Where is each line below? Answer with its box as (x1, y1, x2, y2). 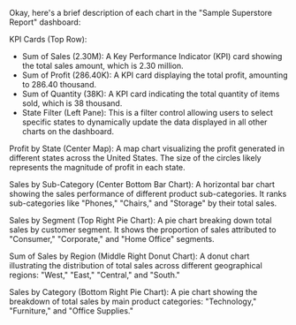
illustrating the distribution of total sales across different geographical (9, 261, 262, 270)
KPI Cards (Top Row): (9, 34, 87, 44)
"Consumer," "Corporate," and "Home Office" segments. (9, 234, 215, 244)
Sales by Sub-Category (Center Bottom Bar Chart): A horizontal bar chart (9, 179, 276, 189)
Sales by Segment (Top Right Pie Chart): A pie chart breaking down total (9, 215, 272, 225)
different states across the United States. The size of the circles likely (9, 153, 262, 162)
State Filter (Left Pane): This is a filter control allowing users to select (21, 108, 274, 117)
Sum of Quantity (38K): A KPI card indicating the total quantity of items (21, 88, 280, 99)
